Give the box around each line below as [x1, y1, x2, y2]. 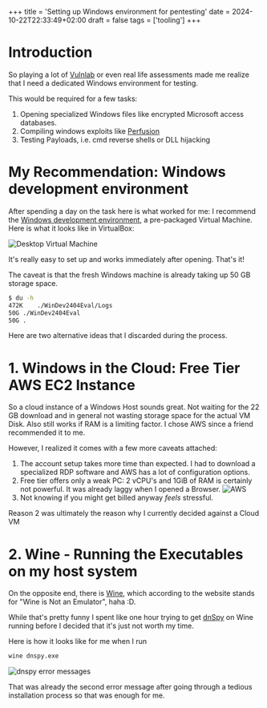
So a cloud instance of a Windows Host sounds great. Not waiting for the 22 [8, 402, 260, 412]
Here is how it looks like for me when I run [8, 637, 147, 646]
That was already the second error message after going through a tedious [8, 682, 253, 692]
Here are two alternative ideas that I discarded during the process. [8, 331, 228, 340]
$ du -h [8, 294, 34, 302]
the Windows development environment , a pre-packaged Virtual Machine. [8, 215, 253, 224]
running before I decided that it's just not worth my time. [8, 621, 195, 631]
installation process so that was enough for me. [8, 690, 166, 700]
